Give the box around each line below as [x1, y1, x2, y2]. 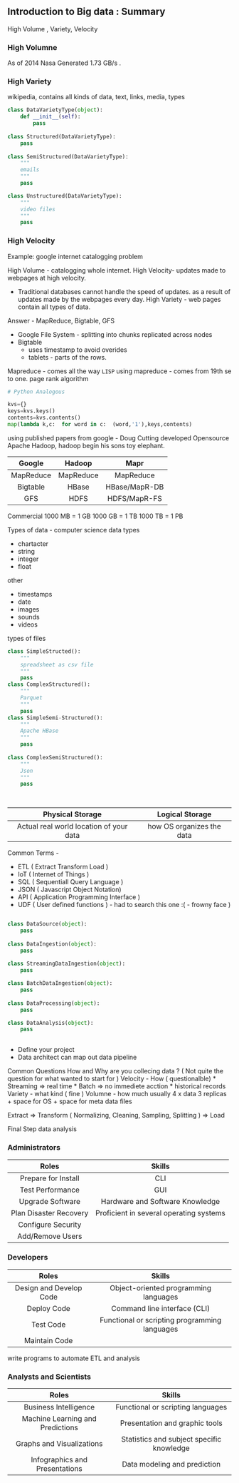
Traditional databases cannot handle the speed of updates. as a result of [17, 287, 231, 295]
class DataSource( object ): [7, 921, 87, 928]
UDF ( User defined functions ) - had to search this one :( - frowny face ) [17, 901, 231, 909]
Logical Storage [156, 809, 212, 819]
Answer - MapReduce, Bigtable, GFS [7, 316, 115, 325]
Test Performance [19, 1185, 80, 1195]
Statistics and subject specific [121, 1434, 222, 1444]
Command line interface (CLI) [111, 1303, 211, 1313]
